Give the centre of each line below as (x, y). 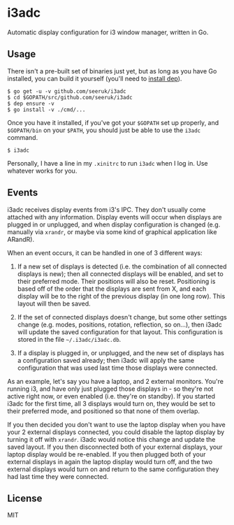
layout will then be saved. (54, 303)
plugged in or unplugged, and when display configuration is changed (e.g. (114, 224)
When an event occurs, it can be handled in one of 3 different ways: (105, 252)
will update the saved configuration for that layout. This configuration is (120, 332)
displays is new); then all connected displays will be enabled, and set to (120, 273)
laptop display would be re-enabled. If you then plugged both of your (107, 454)
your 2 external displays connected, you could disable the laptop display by (116, 432)
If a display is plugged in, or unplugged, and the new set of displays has (121, 353)
